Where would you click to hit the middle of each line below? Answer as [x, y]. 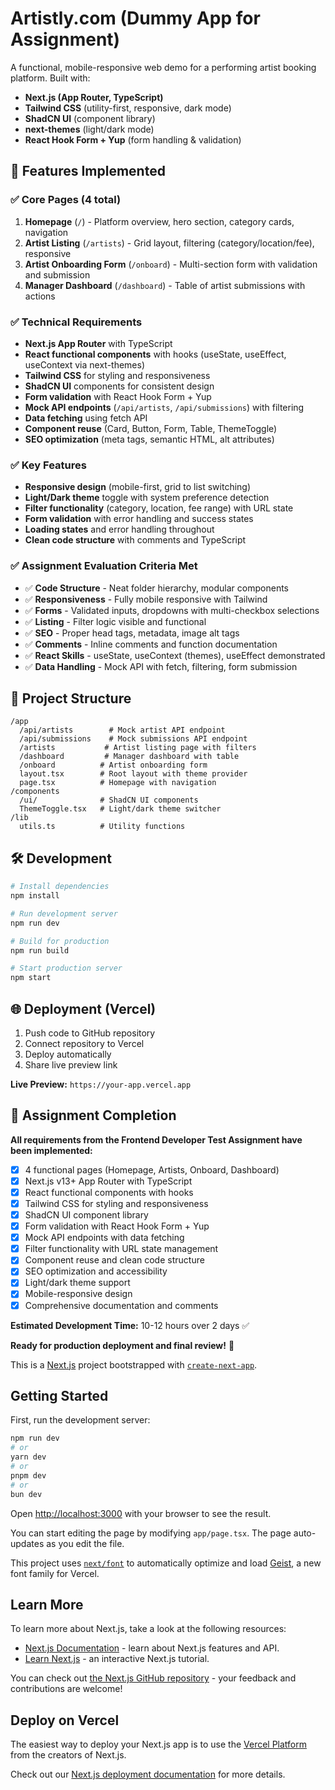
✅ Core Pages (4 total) [66, 200]
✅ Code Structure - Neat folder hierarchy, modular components [156, 588]
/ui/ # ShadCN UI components [109, 800]
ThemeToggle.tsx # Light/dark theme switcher [120, 809]
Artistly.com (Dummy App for [135, 18]
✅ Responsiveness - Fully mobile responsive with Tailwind [146, 599]
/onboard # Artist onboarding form [113, 765]
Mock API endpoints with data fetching [104, 1238]
